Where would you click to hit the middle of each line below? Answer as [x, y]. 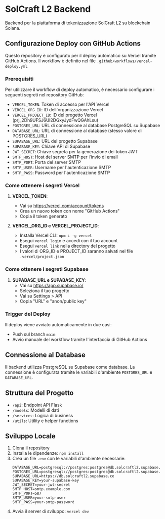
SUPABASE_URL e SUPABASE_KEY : [49, 280]
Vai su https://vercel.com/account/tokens [62, 206]
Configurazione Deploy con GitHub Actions [73, 44]
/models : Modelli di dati [36, 410]
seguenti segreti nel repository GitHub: [44, 95]
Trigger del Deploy [28, 314]
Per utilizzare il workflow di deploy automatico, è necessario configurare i [80, 89]
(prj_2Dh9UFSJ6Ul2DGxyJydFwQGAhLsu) [55, 120]
